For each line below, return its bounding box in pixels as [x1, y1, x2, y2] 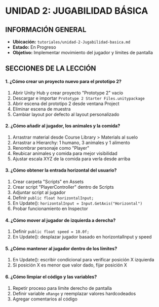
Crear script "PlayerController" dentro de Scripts [12, 184, 114, 190]
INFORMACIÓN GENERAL [5, 25, 87, 34]
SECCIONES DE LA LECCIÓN [5, 64, 96, 73]
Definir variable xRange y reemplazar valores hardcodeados [12, 290, 136, 296]
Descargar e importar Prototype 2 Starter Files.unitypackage [12, 95, 145, 101]
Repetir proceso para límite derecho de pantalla [12, 285, 112, 291]
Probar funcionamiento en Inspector [12, 206, 89, 212]
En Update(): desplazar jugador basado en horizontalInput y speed [12, 234, 152, 240]
